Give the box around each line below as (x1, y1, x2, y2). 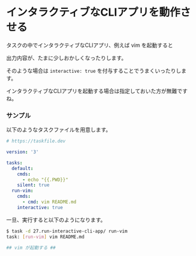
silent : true (17, 182, 50, 188)
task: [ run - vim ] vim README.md (6, 234, 85, 240)
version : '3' (6, 149, 39, 155)
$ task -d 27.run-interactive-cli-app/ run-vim (6, 228, 128, 234)
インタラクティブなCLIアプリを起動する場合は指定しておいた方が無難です (6, 87, 188, 94)
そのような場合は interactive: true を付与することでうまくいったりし (6, 67, 182, 74)
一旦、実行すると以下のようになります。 (6, 216, 106, 223)
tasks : (6, 160, 23, 166)
